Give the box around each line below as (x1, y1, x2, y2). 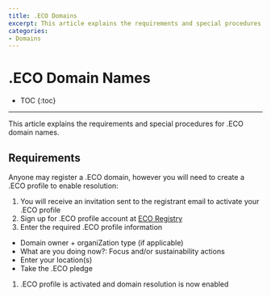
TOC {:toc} (19, 96, 56, 106)
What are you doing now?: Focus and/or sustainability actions (19, 247, 226, 256)
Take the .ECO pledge (19, 264, 93, 273)
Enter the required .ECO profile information (19, 223, 163, 232)
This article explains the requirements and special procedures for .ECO (8, 119, 244, 129)
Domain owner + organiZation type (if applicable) (19, 238, 184, 247)
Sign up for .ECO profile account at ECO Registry (19, 214, 183, 223)
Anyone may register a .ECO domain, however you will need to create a (8, 173, 244, 182)
